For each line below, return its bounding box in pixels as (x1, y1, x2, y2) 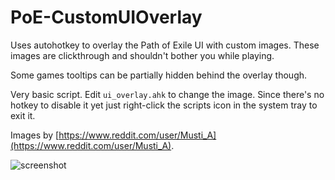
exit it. (10, 109, 36, 121)
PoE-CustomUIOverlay (10, 6, 203, 29)
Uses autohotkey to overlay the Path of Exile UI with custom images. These (10, 39, 320, 51)
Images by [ (10, 129, 60, 141)
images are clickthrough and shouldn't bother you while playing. (10, 49, 275, 61)
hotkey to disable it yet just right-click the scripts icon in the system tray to (10, 99, 318, 111)
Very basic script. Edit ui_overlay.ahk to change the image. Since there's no (10, 88, 325, 100)
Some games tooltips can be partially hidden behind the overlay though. (10, 69, 308, 81)
